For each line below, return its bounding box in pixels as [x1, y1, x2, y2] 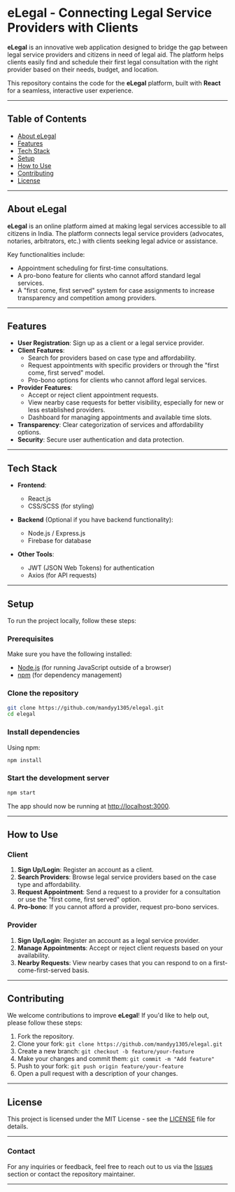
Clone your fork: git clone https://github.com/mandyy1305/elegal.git [17, 1039, 222, 1048]
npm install [7, 757, 42, 764]
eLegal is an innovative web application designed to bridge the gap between [7, 43, 228, 51]
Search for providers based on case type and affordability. [27, 353, 197, 362]
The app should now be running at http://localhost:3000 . [7, 801, 171, 810]
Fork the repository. [17, 1032, 75, 1041]
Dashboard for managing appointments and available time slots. [27, 413, 212, 421]
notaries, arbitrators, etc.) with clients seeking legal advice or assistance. [7, 237, 218, 245]
